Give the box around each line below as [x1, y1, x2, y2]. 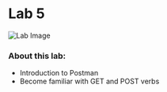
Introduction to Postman [19, 68, 99, 78]
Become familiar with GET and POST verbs [19, 76, 160, 86]
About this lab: [8, 50, 66, 61]
